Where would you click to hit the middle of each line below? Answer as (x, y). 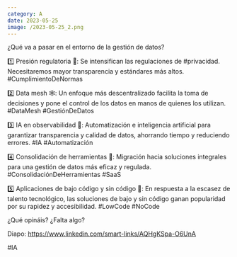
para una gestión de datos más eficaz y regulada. (80, 167)
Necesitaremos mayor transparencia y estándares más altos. (96, 72)
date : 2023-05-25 (33, 21)
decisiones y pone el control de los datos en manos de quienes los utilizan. (117, 103)
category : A (25, 14)
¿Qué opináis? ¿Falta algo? (46, 220)
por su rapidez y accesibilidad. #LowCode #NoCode (84, 207)
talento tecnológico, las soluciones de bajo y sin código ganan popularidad (116, 199)
